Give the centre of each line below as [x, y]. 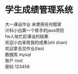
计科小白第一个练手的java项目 [35, 30]
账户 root [14, 60]
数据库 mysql [18, 54]
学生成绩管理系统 [39, 10]
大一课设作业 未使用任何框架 [33, 24]
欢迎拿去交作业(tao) [25, 48]
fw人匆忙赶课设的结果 [27, 36]
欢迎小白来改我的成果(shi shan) [36, 42]
